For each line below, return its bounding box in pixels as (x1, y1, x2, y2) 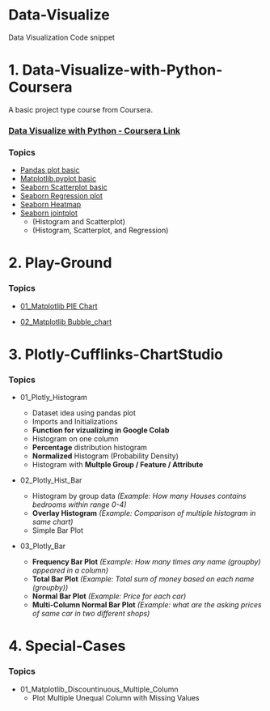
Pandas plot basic (19, 165, 80, 175)
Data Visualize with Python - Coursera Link (8, 125, 180, 136)
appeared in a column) (32, 565, 109, 576)
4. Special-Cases (8, 637, 126, 655)
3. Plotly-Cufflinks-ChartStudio (8, 345, 224, 364)
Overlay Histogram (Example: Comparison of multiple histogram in (32, 509, 256, 518)
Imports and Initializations (32, 417, 119, 427)
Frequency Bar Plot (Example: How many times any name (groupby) (32, 557, 261, 567)
